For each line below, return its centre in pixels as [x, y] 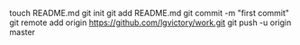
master [23, 32]
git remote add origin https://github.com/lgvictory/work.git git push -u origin [150, 22]
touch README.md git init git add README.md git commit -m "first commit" [150, 13]
